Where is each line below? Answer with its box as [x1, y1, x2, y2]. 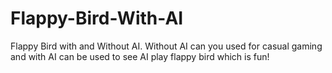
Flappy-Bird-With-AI [10, 7, 184, 30]
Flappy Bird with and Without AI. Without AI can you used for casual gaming [10, 40, 323, 52]
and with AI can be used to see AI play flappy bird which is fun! [10, 50, 270, 62]
